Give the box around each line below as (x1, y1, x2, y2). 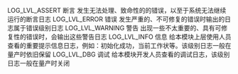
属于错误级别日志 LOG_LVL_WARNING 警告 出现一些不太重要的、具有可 (13, 24, 222, 32)
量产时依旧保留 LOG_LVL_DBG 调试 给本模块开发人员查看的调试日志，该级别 (7, 50, 230, 58)
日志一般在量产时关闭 (7, 59, 70, 67)
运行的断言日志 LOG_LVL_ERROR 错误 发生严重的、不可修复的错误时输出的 (7, 15, 225, 23)
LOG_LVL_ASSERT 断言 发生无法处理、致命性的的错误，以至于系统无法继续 (7, 6, 227, 14)
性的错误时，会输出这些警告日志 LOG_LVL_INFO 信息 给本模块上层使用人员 (13, 32, 232, 41)
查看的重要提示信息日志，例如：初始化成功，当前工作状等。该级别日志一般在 (7, 42, 232, 49)
